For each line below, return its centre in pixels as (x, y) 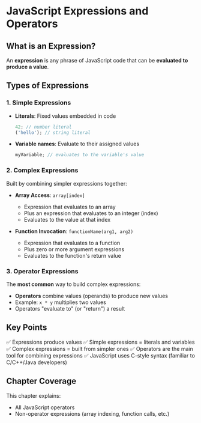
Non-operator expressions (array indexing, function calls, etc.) (92, 413)
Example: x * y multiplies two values (60, 302)
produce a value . (28, 67)
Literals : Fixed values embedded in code (65, 116)
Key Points (27, 328)
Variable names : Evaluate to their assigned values (77, 144)
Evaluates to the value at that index (67, 219)
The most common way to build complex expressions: (73, 284)
